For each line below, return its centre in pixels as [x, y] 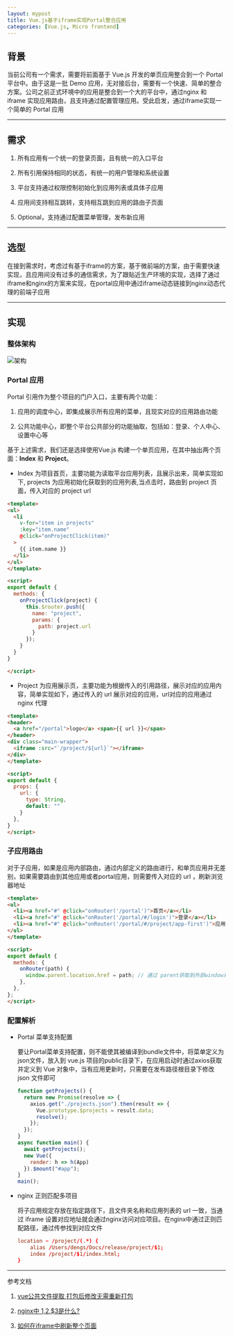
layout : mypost [29, 14]
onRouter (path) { [45, 969]
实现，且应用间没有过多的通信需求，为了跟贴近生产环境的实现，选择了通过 [113, 274]
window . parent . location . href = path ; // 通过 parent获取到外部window [124, 976]
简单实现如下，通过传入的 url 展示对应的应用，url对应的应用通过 [121, 694]
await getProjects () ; [55, 1149]
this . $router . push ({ [55, 607]
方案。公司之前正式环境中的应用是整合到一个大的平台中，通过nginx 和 [107, 92]
